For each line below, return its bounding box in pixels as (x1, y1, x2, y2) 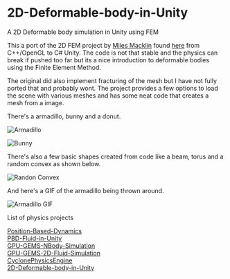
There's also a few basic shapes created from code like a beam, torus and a (7, 152, 224, 161)
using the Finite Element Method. (7, 63, 102, 71)
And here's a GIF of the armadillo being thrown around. (7, 186, 164, 195)
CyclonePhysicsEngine (7, 256, 73, 264)
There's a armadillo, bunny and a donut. (7, 112, 121, 120)
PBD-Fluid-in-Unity (7, 234, 62, 242)
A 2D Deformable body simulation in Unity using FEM (7, 28, 159, 36)
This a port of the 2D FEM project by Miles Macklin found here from (7, 41, 200, 49)
